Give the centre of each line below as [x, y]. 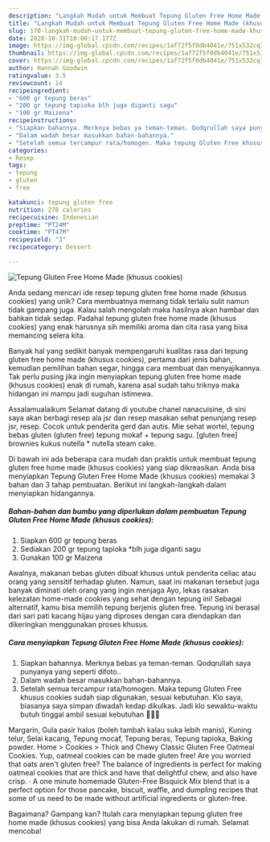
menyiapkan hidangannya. [52, 493]
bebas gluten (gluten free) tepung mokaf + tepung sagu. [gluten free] [123, 434]
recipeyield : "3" [37, 240]
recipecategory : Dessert [50, 247]
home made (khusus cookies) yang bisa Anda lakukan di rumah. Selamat [129, 822]
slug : [17, 31]
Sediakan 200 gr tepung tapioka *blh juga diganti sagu [110, 548]
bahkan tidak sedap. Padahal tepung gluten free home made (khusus [123, 318]
